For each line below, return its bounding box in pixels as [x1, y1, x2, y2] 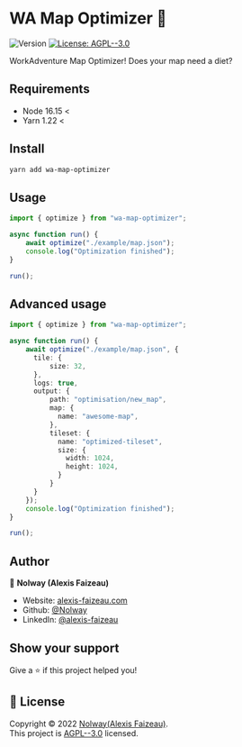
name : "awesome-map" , [57, 412, 139, 422]
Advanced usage [9, 296, 107, 312]
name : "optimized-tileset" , [57, 437, 164, 446]
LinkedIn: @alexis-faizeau [22, 615, 119, 625]
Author [9, 553, 49, 569]
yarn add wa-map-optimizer [9, 165, 111, 174]
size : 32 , [49, 361, 87, 370]
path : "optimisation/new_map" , [49, 396, 167, 405]
